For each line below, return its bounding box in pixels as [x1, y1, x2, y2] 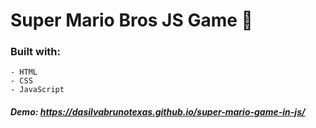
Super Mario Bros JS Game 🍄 [10, 9, 253, 32]
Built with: [10, 45, 61, 59]
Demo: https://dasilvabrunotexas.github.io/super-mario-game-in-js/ [10, 106, 306, 118]
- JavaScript [10, 85, 65, 95]
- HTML [10, 67, 38, 78]
